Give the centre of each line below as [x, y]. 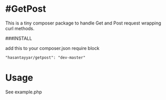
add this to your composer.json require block [52, 48]
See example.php [24, 92]
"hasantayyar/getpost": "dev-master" [45, 57]
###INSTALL [19, 38]
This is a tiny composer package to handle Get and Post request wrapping [83, 23]
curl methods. [20, 28]
